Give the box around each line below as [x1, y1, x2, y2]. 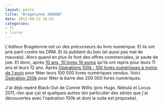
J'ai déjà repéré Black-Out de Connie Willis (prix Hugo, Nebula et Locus [5, 85, 151, 90]
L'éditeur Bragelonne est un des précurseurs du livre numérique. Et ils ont [5, 44, 155, 49]
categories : [5, 21, 30, 26]
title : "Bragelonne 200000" [5, 12, 63, 17]
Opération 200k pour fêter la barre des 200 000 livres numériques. [5, 75, 142, 81]
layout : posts [5, 7, 35, 12]
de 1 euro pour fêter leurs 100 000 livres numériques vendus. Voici [5, 70, 141, 75]
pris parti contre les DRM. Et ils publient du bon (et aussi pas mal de [5, 49, 143, 55]
